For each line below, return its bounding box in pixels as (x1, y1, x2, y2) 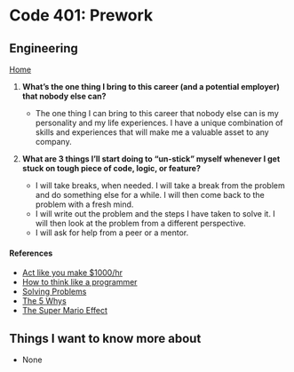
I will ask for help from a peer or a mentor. (35, 227, 189, 238)
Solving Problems (21, 286, 87, 297)
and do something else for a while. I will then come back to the (35, 190, 265, 200)
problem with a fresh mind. (35, 199, 134, 210)
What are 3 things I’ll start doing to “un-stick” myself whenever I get (21, 154, 281, 164)
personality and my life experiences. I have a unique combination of (35, 117, 284, 128)
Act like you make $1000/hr (21, 267, 123, 278)
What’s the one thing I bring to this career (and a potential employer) (21, 82, 280, 91)
